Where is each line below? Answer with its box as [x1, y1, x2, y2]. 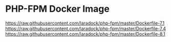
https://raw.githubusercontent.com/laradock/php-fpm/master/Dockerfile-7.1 [5, 20, 165, 26]
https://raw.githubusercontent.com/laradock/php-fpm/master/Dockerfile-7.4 [5, 25, 166, 31]
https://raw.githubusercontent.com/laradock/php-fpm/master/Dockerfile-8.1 [5, 31, 165, 37]
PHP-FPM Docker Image [5, 3, 110, 15]
